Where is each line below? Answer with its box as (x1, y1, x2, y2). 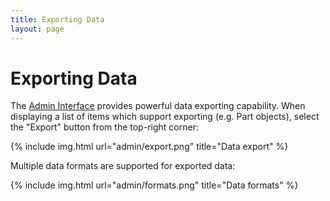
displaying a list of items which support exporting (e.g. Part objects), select (10, 111, 320, 123)
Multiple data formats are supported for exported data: (10, 160, 236, 172)
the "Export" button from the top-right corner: (10, 121, 199, 133)
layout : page (10, 24, 65, 34)
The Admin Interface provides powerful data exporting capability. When (10, 100, 306, 112)
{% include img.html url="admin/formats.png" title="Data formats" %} (10, 179, 299, 191)
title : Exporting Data (10, 14, 105, 25)
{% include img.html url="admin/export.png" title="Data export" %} (10, 141, 289, 153)
